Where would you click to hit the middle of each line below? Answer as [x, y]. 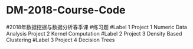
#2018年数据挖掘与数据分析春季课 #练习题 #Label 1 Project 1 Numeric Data [97, 27]
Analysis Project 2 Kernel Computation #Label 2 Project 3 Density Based [94, 33]
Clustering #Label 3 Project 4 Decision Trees [60, 40]
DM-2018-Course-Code [66, 10]
